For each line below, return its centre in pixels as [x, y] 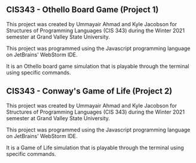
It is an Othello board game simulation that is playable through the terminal [98, 66]
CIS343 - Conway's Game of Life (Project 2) [89, 91]
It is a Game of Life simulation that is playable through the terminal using [95, 148]
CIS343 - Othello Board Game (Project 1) [82, 10]
